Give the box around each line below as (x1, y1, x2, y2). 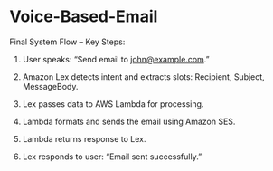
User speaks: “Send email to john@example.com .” (22, 53, 210, 64)
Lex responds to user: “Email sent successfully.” (22, 151, 202, 162)
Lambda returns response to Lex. (22, 133, 146, 144)
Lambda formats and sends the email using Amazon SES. (22, 116, 236, 127)
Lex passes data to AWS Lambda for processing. (22, 98, 204, 109)
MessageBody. (22, 81, 79, 91)
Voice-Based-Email (9, 6, 158, 27)
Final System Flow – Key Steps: (9, 36, 126, 47)
